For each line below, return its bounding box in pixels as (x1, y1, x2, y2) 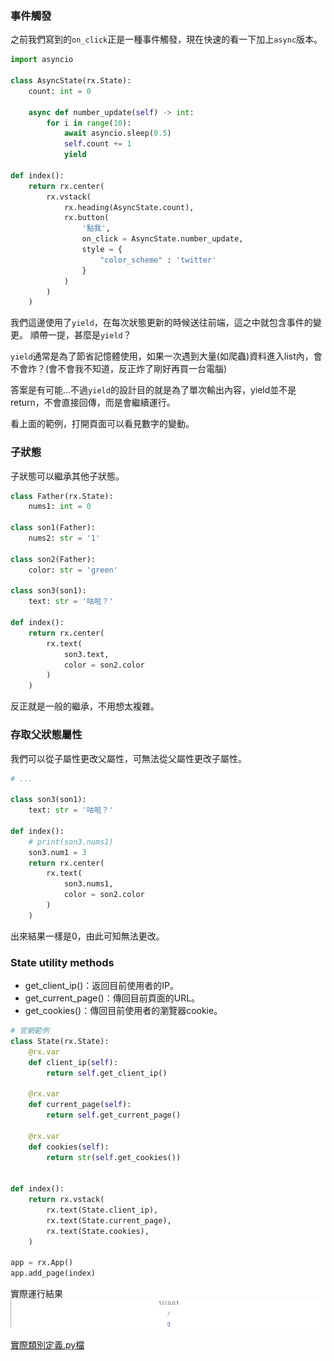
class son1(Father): (10, 523, 97, 533)
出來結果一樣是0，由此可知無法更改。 (10, 930, 165, 942)
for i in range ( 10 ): (46, 118, 132, 128)
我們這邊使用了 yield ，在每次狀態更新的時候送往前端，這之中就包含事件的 (10, 317, 313, 329)
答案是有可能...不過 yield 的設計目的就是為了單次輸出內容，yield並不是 (10, 384, 297, 396)
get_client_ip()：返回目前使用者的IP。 (24, 980, 180, 992)
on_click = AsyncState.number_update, (81, 234, 244, 244)
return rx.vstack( (28, 1195, 105, 1205)
